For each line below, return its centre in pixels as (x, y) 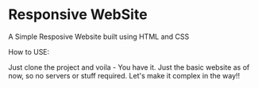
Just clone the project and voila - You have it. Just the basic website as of (129, 67)
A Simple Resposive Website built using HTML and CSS (99, 36)
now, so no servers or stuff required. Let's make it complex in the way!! (124, 75)
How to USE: (29, 52)
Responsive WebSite (78, 15)
